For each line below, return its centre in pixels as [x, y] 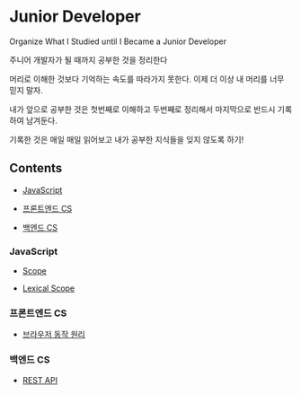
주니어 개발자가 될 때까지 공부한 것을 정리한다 [89, 59]
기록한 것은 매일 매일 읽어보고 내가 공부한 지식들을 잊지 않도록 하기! [127, 139]
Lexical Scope [49, 288]
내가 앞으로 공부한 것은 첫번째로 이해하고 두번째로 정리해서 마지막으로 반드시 [142, 109]
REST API [40, 380]
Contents [36, 168]
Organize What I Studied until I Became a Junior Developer [118, 41]
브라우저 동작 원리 [53, 335]
